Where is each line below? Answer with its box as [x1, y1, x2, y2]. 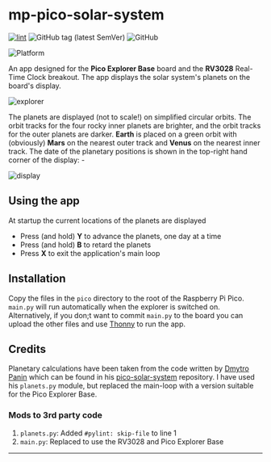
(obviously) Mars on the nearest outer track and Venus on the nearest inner [8, 137, 261, 147]
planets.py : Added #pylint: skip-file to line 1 [19, 428, 177, 438]
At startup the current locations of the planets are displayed [8, 216, 206, 225]
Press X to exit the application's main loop [19, 248, 161, 258]
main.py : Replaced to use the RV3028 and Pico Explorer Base [19, 436, 224, 446]
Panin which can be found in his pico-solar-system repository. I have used [8, 372, 256, 382]
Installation [8, 272, 66, 286]
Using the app [8, 194, 81, 208]
